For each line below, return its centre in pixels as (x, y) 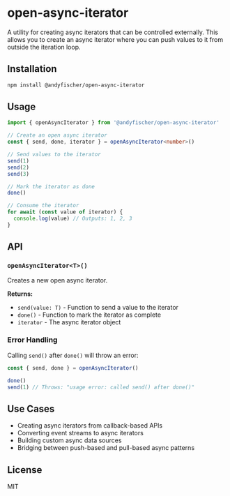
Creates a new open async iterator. (58, 280)
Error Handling (32, 340)
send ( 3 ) (18, 174)
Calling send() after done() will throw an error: (73, 355)
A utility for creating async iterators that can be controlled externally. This (113, 32)
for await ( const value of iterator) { (65, 212)
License (25, 470)
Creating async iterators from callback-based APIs (90, 426)
